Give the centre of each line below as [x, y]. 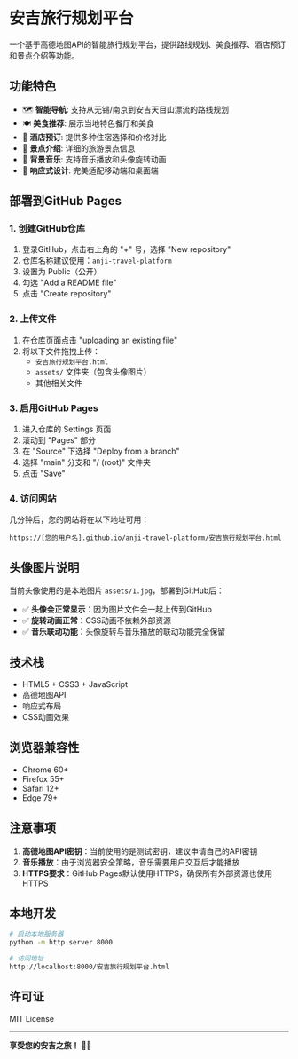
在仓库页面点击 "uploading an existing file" [100, 340]
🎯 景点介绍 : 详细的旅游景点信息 [78, 148]
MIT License [32, 1018]
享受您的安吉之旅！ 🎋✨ [51, 1045]
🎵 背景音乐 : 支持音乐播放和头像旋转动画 [94, 159]
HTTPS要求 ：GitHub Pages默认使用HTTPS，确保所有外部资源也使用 [147, 873]
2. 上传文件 [33, 319]
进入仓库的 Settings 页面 [67, 429]
